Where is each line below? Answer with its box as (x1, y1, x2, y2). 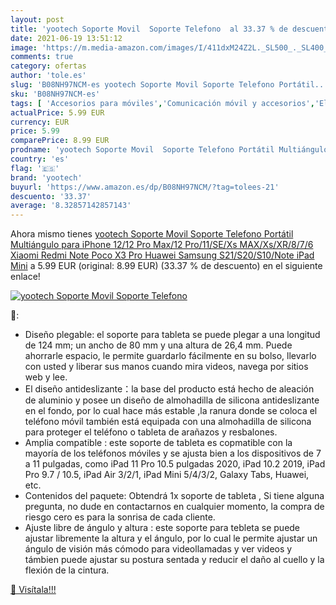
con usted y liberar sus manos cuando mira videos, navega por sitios (24, 361, 309, 373)
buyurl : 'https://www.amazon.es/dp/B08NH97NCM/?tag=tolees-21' (10, 182, 280, 192)
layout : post (10, 14, 65, 25)
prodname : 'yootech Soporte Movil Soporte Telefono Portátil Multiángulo (10, 145, 329, 155)
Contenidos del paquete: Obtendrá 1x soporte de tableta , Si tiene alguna (24, 490, 325, 502)
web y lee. (24, 371, 68, 383)
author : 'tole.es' (10, 71, 87, 81)
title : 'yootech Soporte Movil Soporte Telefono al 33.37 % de (10, 24, 288, 34)
